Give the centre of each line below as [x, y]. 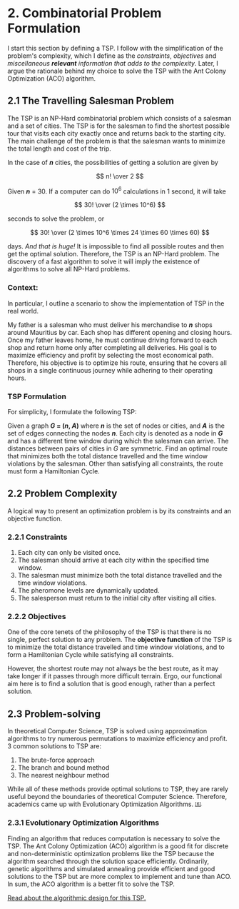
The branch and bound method [63, 768]
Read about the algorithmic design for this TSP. [77, 898]
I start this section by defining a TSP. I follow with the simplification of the [115, 48]
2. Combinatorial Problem [85, 13]
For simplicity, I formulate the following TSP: [72, 412]
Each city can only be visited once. [69, 553]
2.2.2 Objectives [37, 617]
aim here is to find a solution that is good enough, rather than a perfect [111, 684]
